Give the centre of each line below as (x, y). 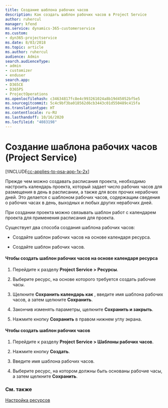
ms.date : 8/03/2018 (26, 43)
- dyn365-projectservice (31, 38)
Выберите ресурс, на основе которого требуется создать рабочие (84, 279)
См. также (19, 389)
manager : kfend (21, 24)
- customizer (19, 71)
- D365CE (14, 84)
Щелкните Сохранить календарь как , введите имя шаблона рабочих (88, 294)
